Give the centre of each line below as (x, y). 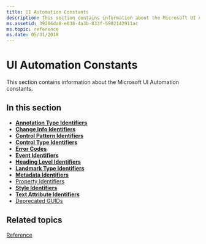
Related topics (34, 220)
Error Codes (31, 148)
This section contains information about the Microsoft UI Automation (93, 82)
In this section (34, 108)
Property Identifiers (40, 181)
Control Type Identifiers (46, 142)
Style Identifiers (36, 188)
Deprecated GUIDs (39, 200)
